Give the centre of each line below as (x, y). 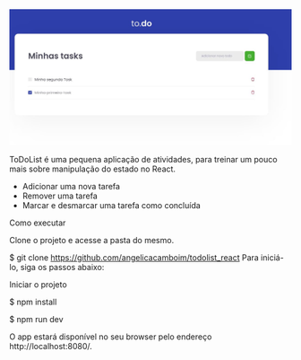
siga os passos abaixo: (62, 267)
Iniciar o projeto (38, 284)
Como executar (38, 223)
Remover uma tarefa (60, 196)
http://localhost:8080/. (51, 346)
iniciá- (272, 257)
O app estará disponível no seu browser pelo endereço (111, 337)
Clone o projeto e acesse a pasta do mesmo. (92, 240)
